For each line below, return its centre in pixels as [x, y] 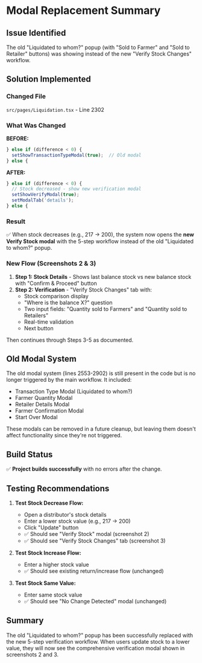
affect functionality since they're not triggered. [64, 436]
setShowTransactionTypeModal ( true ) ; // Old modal [77, 155]
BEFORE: [17, 138]
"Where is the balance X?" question [68, 302]
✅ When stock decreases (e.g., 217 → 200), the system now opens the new [100, 235]
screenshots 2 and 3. [33, 655]
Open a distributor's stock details [65, 515]
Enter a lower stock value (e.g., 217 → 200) [77, 521]
